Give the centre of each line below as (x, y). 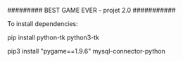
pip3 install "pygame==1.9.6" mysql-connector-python (86, 51)
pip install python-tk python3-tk (53, 37)
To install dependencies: (43, 24)
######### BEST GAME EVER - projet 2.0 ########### (91, 10)
